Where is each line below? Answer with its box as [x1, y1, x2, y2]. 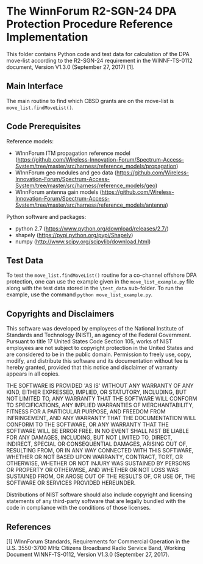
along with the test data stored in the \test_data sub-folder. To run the [6, 285, 183, 292]
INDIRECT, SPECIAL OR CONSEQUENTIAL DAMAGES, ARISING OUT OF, [6, 440, 188, 448]
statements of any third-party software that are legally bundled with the [6, 498, 186, 505]
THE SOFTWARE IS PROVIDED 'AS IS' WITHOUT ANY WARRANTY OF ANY [6, 382, 194, 390]
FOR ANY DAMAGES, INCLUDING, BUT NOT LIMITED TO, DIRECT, [6, 434, 173, 441]
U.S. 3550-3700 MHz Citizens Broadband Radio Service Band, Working [6, 544, 186, 551]
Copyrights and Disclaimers [6, 309, 115, 319]
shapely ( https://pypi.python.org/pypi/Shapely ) [15, 231, 134, 238]
